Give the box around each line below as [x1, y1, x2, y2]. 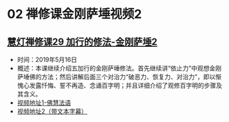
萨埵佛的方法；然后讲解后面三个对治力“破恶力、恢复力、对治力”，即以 [17, 73, 216, 81]
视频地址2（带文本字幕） [17, 108, 88, 115]
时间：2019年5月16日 [17, 56, 78, 63]
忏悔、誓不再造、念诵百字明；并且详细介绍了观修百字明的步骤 [41, 81, 217, 90]
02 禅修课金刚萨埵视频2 [7, 6, 142, 22]
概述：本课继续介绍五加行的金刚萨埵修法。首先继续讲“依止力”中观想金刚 [17, 64, 222, 72]
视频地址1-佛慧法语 [17, 99, 71, 107]
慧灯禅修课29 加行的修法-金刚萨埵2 [7, 36, 157, 48]
